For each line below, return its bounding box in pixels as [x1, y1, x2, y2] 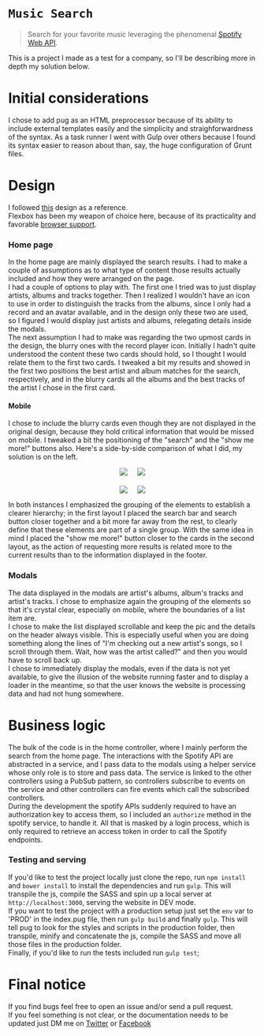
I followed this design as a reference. [8, 202, 128, 212]
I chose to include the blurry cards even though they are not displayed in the [8, 419, 256, 428]
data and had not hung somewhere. [8, 689, 124, 698]
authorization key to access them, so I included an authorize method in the [8, 809, 252, 819]
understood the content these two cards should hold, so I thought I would [8, 350, 247, 359]
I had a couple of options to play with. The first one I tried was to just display [8, 283, 256, 292]
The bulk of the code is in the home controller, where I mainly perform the [8, 742, 247, 752]
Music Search [8, 6, 93, 21]
